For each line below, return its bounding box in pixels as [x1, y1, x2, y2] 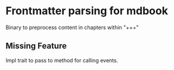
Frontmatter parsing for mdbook [5, 4, 168, 18]
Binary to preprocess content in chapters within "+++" [5, 24, 139, 31]
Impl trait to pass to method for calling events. [5, 56, 119, 63]
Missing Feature [5, 41, 67, 51]
